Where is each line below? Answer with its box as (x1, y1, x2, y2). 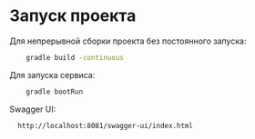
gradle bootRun (25, 87, 84, 96)
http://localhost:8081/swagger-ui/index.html (17, 121, 194, 130)
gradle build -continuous (25, 53, 125, 62)
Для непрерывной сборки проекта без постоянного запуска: (9, 35, 247, 46)
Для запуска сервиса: (9, 69, 96, 80)
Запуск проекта (9, 5, 137, 26)
